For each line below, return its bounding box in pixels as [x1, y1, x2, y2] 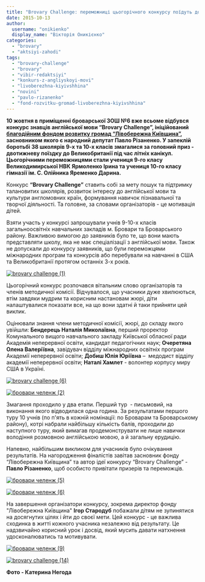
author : [6, 20, 26, 26]
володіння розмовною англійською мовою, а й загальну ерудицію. [6, 433, 181, 440]
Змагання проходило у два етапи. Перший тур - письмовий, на [6, 401, 173, 408]
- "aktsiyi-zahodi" [12, 49, 62, 55]
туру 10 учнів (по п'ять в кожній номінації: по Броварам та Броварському [6, 414, 198, 421]
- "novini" [12, 89, 40, 95]
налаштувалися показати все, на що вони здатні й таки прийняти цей [6, 301, 187, 308]
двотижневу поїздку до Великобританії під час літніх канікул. [6, 149, 173, 157]
